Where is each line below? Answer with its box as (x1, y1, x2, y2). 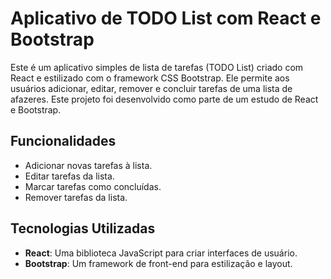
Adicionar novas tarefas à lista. (24, 159, 153, 171)
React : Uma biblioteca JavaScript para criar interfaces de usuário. (24, 247, 298, 259)
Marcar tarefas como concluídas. (24, 180, 162, 192)
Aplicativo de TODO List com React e (10, 7, 322, 30)
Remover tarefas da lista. (24, 191, 128, 203)
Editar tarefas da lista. (24, 170, 115, 182)
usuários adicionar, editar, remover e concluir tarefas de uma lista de (10, 82, 293, 94)
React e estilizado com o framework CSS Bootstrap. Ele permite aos (10, 72, 290, 84)
